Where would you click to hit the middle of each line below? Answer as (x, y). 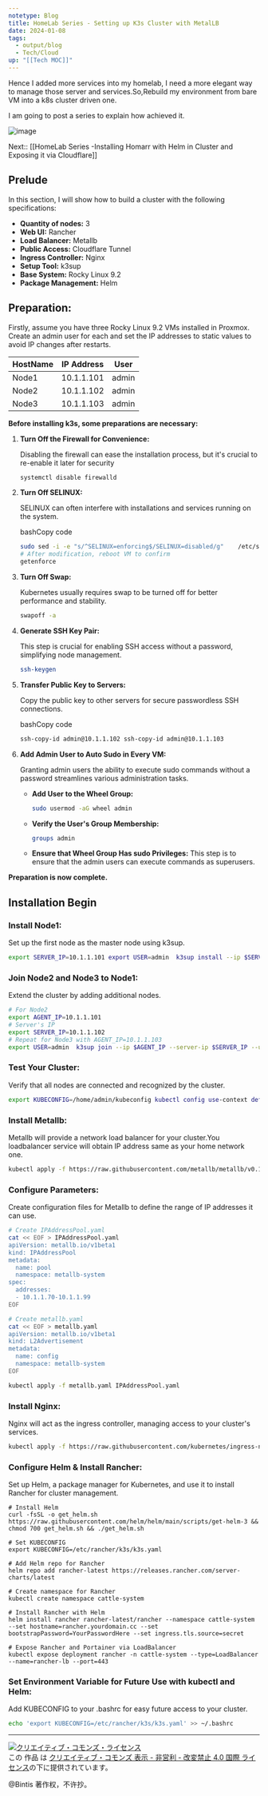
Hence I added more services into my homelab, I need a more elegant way (130, 83)
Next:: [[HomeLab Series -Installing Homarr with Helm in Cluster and (121, 146)
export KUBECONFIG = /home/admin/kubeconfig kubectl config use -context (128, 1100)
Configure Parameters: (54, 1190)
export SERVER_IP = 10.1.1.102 (57, 1032)
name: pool (33, 1267)
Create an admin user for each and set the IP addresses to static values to (130, 336)
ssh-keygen (38, 669)
